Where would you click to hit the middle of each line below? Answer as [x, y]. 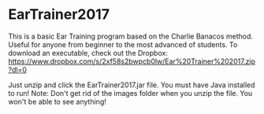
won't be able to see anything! [57, 101]
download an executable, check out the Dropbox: [88, 53]
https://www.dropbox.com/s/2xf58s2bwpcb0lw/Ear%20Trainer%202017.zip [132, 61]
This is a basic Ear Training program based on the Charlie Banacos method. [131, 36]
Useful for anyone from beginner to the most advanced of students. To [123, 44]
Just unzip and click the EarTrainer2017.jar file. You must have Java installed [132, 85]
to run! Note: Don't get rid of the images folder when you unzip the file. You [130, 93]
